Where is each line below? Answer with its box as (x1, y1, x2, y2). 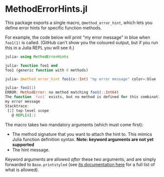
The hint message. (12, 147, 50, 152)
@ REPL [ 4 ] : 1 (11, 113, 36, 118)
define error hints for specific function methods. (5, 25, 102, 30)
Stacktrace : (5, 103, 29, 108)
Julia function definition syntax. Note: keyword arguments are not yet (12, 136, 154, 142)
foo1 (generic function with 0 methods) (5, 68, 89, 73)
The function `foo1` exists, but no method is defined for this (5, 95, 139, 100)
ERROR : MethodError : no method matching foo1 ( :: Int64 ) (5, 90, 119, 95)
